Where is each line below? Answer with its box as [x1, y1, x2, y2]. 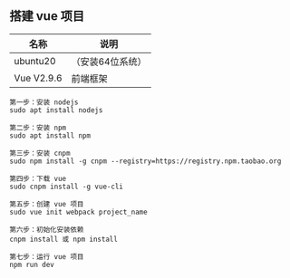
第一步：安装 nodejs [9, 98, 79, 107]
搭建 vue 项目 [9, 8, 85, 24]
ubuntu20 [14, 54, 56, 67]
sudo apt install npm [9, 130, 92, 140]
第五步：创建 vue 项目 [9, 199, 84, 208]
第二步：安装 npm [9, 123, 66, 132]
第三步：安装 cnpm [9, 149, 71, 158]
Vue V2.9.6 [14, 72, 63, 84]
